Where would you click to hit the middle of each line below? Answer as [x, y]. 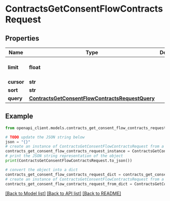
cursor [16, 82]
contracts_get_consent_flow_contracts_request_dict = [63, 174]
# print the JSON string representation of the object [64, 156]
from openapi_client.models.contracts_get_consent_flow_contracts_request [86, 128]
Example [19, 116]
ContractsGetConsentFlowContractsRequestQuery [92, 98]
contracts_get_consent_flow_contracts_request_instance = [68, 151]
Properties [22, 38]
